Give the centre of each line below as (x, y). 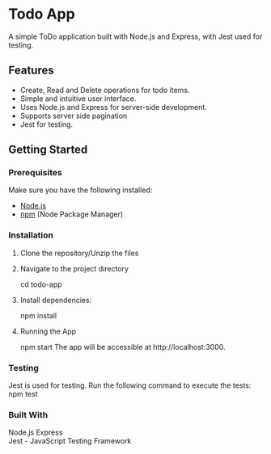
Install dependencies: (56, 300)
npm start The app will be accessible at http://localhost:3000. (123, 347)
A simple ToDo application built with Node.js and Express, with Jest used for (135, 36)
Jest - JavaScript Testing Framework (70, 441)
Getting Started (48, 150)
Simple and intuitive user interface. (78, 99)
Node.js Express (36, 432)
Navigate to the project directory (74, 268)
